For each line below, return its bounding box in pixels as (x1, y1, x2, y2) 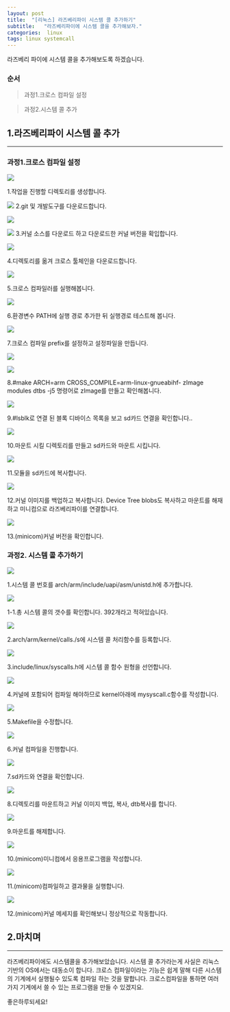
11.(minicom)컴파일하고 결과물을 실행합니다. (7, 882, 125, 890)
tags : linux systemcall (7, 36, 75, 42)
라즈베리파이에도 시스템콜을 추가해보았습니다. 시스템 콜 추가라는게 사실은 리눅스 (7, 957, 220, 965)
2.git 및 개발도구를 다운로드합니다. (15, 201, 107, 210)
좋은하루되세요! (7, 998, 48, 1006)
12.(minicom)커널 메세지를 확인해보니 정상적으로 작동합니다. (7, 909, 168, 917)
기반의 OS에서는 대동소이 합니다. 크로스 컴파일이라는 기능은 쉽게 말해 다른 (7, 965, 204, 974)
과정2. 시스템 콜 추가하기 (7, 551, 84, 560)
